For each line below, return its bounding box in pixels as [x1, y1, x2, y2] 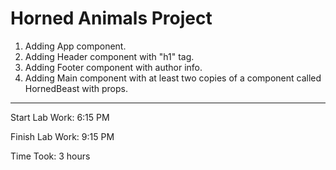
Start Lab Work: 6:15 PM [10, 111, 110, 123]
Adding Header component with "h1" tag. [24, 50, 195, 62]
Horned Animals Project [10, 7, 213, 30]
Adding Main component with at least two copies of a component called [24, 72, 322, 84]
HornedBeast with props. [24, 82, 128, 94]
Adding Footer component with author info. [24, 61, 203, 73]
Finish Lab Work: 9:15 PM [10, 130, 115, 142]
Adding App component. [24, 40, 127, 52]
